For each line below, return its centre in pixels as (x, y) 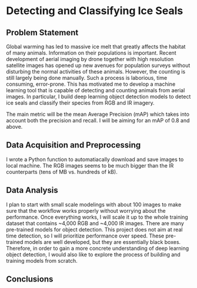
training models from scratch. (42, 260)
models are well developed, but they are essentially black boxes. (103, 242)
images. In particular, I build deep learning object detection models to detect (98, 96)
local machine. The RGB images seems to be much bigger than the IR (90, 165)
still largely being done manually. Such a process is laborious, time (87, 78)
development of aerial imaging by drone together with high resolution (90, 59)
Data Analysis (32, 190)
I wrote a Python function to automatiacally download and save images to (95, 159)
